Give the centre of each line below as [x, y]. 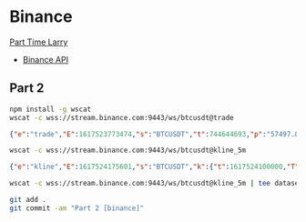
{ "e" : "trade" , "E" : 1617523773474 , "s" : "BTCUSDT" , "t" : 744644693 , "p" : [138, 134]
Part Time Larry [39, 42]
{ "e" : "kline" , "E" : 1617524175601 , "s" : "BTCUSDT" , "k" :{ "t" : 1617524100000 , [148, 167]
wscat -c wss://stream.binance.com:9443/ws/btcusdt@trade [122, 117]
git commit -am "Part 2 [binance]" [77, 208]
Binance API [46, 59]
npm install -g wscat [51, 109]
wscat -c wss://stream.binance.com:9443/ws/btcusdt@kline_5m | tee [140, 184]
